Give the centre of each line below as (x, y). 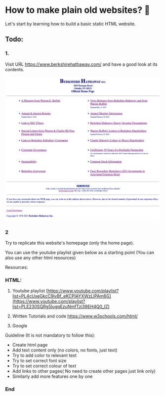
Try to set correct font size (39, 361)
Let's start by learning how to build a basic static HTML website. (70, 24)
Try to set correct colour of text (44, 366)
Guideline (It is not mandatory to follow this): (50, 335)
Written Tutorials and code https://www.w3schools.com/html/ (75, 316)
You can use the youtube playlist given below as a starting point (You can (80, 252)
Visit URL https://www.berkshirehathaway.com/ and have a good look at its (81, 64)
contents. (15, 69)
